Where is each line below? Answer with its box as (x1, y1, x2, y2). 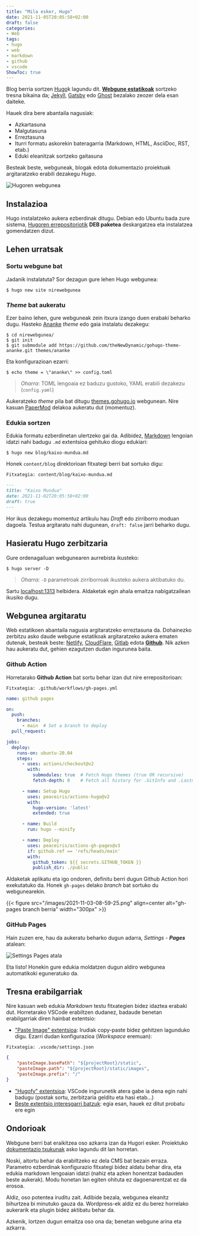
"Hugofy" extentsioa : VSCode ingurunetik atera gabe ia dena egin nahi (14, 1087, 188, 1094)
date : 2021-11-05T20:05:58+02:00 (6, 14, 89, 20)
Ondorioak (6, 1123, 46, 1133)
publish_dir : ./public (32, 864, 89, 871)
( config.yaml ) (20, 386, 54, 393)
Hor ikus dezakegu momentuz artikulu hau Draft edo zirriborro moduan (6, 515, 179, 522)
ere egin (14, 1106, 36, 1113)
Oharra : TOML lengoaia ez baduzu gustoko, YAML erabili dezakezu (20, 380, 185, 387)
